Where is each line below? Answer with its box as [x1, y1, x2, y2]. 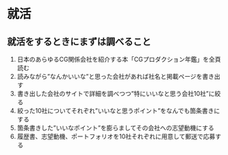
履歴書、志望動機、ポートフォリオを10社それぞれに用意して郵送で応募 [16, 132, 216, 141]
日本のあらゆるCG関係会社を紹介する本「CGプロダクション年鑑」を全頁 [16, 56, 221, 63]
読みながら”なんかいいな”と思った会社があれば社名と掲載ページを [16, 73, 203, 80]
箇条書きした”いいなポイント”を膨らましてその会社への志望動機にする [16, 124, 214, 132]
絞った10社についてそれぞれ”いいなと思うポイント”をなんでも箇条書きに [16, 107, 220, 115]
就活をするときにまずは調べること [7, 36, 151, 47]
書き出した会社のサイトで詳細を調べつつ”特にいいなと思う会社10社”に [16, 90, 215, 97]
